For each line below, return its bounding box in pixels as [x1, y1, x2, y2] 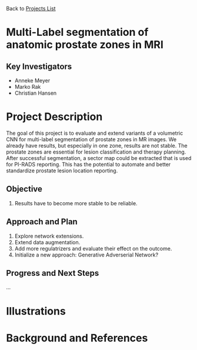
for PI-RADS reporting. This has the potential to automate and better [6, 161, 171, 168]
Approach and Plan [6, 217, 78, 227]
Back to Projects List [6, 5, 56, 12]
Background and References [6, 331, 148, 345]
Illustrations [6, 304, 66, 318]
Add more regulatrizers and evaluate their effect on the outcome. [14, 245, 172, 252]
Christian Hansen [14, 89, 57, 96]
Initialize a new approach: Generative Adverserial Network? [14, 251, 159, 258]
